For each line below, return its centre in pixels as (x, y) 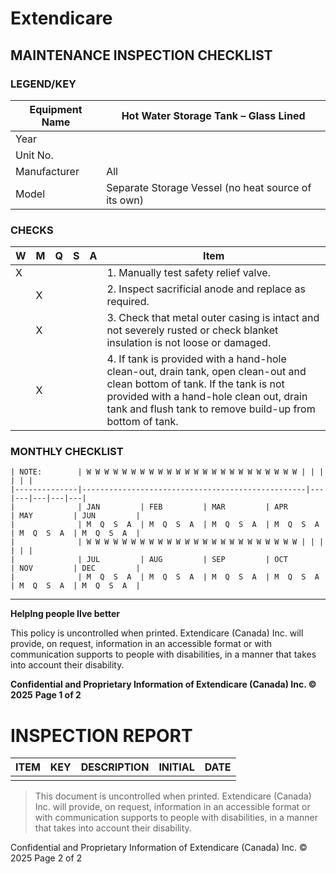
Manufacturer (47, 171)
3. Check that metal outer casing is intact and (213, 318)
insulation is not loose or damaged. (189, 343)
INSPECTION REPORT (101, 735)
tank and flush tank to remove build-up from (211, 409)
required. (128, 302)
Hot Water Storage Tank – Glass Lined (213, 115)
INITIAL (176, 767)
